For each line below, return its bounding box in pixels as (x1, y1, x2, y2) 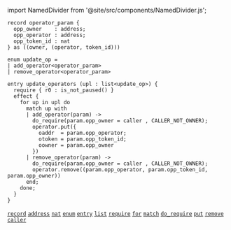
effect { (13, 93, 39, 100)
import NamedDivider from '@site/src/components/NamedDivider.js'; (7, 6, 206, 14)
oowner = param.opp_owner (38, 142, 114, 149)
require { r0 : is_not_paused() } (13, 87, 114, 94)
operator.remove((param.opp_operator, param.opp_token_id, (32, 166, 209, 173)
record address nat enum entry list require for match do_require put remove (7, 210, 224, 217)
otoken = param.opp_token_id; (38, 136, 127, 143)
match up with (25, 105, 68, 112)
